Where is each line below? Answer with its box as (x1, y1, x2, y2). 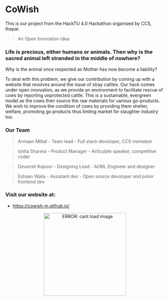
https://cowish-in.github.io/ (12, 202, 70, 209)
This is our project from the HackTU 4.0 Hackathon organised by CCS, (5, 20, 152, 26)
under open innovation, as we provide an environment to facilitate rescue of (5, 87, 163, 93)
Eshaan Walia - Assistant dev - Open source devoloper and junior (17, 173, 154, 179)
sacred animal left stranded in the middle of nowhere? (5, 54, 141, 62)
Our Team (5, 127, 30, 134)
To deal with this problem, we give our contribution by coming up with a (5, 76, 155, 82)
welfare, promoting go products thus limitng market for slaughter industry (5, 108, 158, 115)
